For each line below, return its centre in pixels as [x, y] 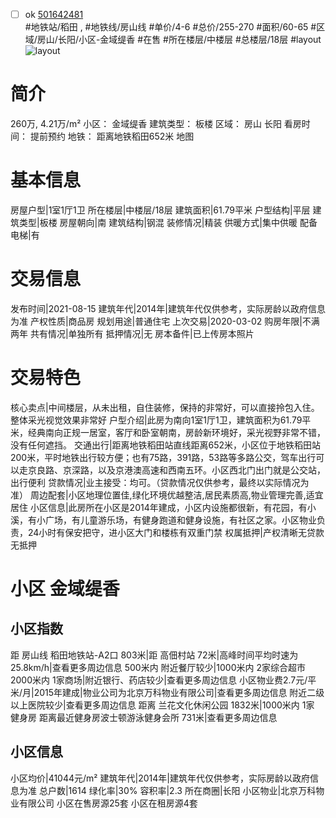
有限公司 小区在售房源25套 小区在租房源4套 [108, 803]
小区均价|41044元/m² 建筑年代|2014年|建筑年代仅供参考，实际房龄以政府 [160, 778]
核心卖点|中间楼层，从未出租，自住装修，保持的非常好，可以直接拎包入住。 [165, 407]
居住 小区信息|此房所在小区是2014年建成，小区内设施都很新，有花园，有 [159, 507]
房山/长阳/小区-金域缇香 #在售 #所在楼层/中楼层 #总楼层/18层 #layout [179, 40]
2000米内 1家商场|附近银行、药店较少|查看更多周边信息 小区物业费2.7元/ [159, 680]
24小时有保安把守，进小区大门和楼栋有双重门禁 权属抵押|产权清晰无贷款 [176, 532]
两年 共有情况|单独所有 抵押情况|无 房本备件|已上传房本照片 [132, 333]
